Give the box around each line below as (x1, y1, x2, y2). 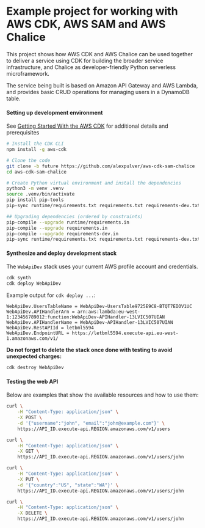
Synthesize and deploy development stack (6, 249, 117, 257)
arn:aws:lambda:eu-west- (77, 309, 140, 315)
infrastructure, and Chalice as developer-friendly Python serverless (6, 63, 176, 71)
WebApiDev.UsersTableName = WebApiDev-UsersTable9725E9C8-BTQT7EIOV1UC (6, 304, 192, 310)
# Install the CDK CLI (6, 141, 64, 147)
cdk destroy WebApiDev (6, 365, 64, 371)
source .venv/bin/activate (6, 191, 75, 197)
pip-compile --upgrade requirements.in (6, 225, 108, 231)
